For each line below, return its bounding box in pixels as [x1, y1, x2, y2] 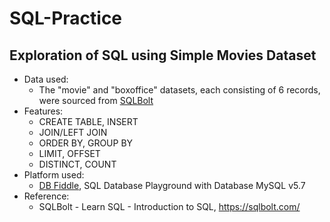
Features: [23, 105, 64, 117]
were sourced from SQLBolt [38, 95, 154, 106]
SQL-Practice [9, 7, 123, 30]
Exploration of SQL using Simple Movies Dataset [9, 47, 317, 64]
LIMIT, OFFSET [38, 148, 101, 159]
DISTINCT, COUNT [38, 158, 117, 170]
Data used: [23, 73, 69, 85]
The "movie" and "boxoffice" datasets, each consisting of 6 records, [38, 84, 321, 96]
